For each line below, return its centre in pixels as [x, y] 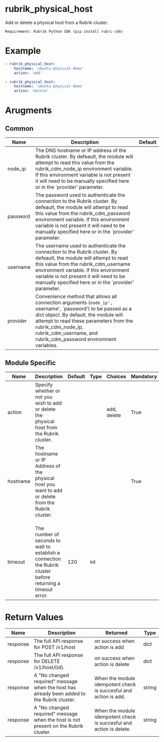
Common [19, 128]
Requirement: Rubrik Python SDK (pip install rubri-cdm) [64, 31]
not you [44, 397]
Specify [44, 385]
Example [23, 51]
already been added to [60, 694]
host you [45, 484]
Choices [116, 376]
